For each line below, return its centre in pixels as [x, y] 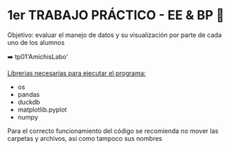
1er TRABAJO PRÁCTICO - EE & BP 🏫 [116, 15]
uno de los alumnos [36, 42]
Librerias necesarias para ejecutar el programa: [77, 73]
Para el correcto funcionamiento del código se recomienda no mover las [113, 131]
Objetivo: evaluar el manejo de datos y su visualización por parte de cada [115, 35]
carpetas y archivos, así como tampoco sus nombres [85, 138]
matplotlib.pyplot [42, 109]
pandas [29, 94]
